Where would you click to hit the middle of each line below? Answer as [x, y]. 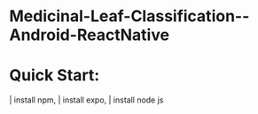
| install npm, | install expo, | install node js [86, 100]
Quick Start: [55, 76]
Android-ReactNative [90, 35]
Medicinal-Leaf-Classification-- [129, 16]
